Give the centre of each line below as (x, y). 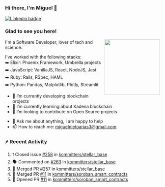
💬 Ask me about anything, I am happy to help (57, 121)
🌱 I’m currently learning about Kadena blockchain (62, 106)
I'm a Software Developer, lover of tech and (49, 42)
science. (14, 47)
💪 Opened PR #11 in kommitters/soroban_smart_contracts (70, 179)
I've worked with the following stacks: (43, 57)
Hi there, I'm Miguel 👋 (31, 8)
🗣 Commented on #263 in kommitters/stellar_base (64, 161)
